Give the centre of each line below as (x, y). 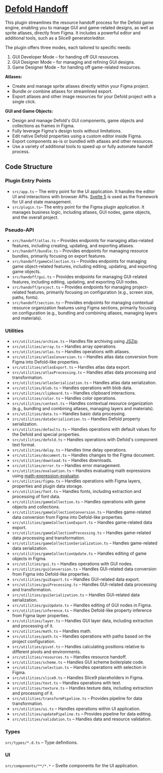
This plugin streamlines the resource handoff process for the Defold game (79, 22)
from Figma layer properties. (41, 616)
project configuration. (34, 641)
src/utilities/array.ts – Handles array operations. (64, 346)
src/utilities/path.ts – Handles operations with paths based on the (81, 636)
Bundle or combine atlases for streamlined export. (62, 91)
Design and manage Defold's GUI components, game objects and (78, 120)
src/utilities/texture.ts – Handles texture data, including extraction (82, 688)
